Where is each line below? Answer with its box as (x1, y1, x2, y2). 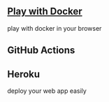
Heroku (7, 68, 41, 80)
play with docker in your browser (7, 24, 102, 32)
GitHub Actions (7, 45, 75, 57)
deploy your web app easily (7, 87, 87, 95)
